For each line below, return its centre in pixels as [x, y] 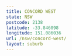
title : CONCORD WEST [31, 11]
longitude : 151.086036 [34, 33]
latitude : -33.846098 [32, 28]
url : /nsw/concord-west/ [36, 38]
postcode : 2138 [25, 22]
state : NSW [19, 17]
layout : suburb [25, 44]
